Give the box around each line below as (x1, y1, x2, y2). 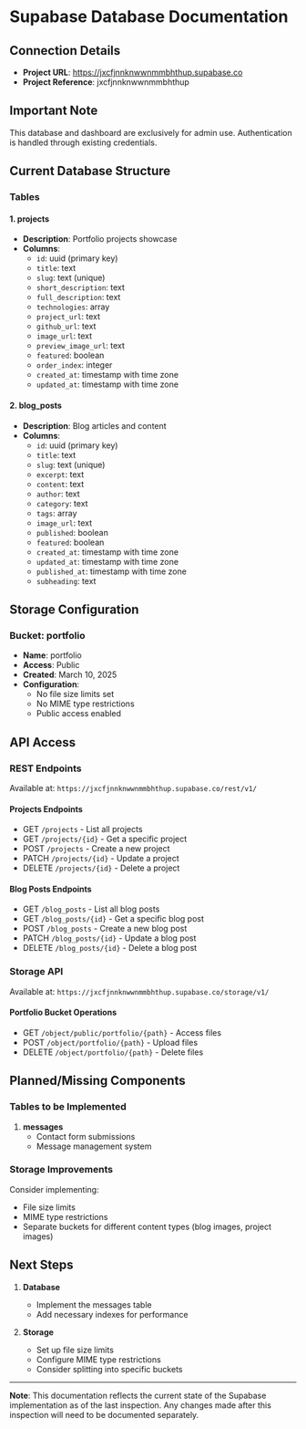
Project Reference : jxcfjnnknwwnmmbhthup (22, 77, 189, 88)
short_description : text (36, 282, 126, 293)
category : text (36, 497, 88, 508)
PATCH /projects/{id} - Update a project (22, 853, 179, 864)
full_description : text (36, 292, 121, 303)
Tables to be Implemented (9, 1100, 127, 1113)
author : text (36, 488, 80, 499)
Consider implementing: (9, 1184, 99, 1194)
